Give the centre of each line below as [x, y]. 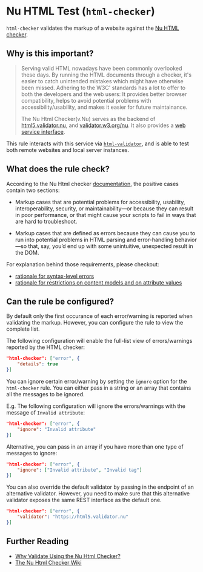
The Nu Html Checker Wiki [48, 562]
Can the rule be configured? [60, 301]
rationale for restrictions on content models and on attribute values [98, 282]
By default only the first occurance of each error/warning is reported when [99, 316]
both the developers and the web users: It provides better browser [104, 94]
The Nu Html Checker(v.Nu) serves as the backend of [88, 119]
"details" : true [38, 364]
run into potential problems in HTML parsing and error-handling [94, 239]
